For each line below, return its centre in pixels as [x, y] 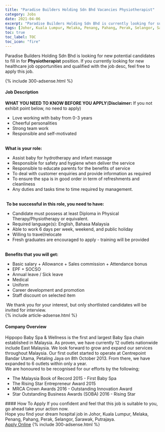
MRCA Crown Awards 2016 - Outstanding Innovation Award [72, 389]
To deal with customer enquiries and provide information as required [82, 173]
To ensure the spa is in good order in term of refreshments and [76, 179]
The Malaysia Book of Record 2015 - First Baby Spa [64, 378]
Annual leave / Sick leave [38, 274]
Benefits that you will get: [32, 254]
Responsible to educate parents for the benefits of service [71, 168]
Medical [20, 279]
